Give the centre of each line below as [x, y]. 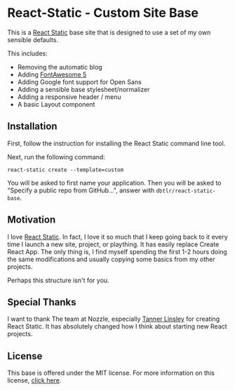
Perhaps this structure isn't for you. [59, 280]
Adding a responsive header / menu [69, 97]
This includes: [27, 53]
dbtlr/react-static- [186, 191]
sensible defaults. [33, 39]
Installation [32, 127]
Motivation [32, 220]
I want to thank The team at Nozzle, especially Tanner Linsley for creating [113, 319]
